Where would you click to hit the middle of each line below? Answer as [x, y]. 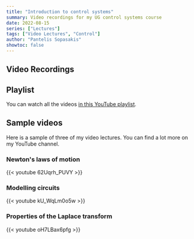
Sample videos [34, 123]
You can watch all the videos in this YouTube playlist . [71, 104]
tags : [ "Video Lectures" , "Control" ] [53, 34]
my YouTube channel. [33, 144]
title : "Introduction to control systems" [60, 12]
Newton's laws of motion [43, 159]
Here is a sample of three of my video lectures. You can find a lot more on [97, 137]
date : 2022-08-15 [28, 23]
